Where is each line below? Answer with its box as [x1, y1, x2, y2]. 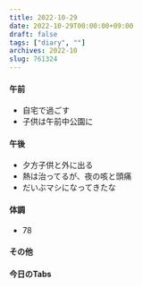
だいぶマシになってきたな [21, 182, 116, 193]
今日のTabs [9, 268, 52, 279]
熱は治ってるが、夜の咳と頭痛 [21, 171, 132, 181]
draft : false [9, 30, 58, 38]
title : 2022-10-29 [9, 13, 78, 22]
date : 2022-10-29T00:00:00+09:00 [9, 21, 134, 30]
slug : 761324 [9, 55, 58, 63]
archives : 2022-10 [9, 46, 78, 55]
